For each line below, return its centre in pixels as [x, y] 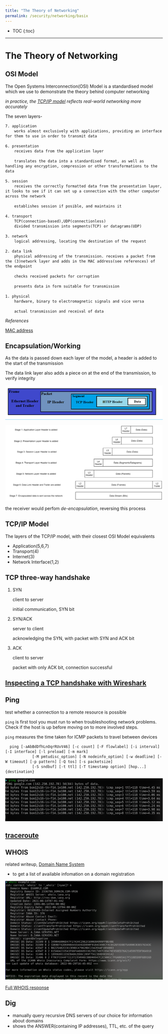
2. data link [19, 251]
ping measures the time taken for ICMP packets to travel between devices [81, 737]
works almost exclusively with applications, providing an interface [88, 131]
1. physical [17, 296]
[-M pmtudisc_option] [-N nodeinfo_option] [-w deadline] [93, 757]
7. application [21, 126]
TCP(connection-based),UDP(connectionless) [60, 221]
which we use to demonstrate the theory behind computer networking [77, 91]
